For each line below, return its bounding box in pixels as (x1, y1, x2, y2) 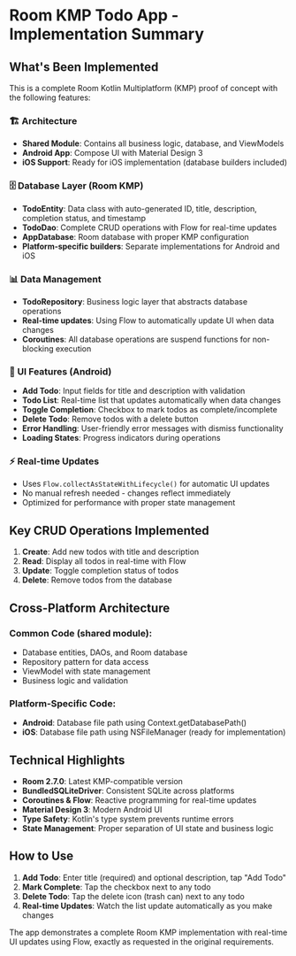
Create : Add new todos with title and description (21, 546, 200, 558)
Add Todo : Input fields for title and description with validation (21, 386, 246, 397)
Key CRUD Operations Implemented (9, 523, 209, 538)
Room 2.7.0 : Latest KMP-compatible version (21, 776, 184, 787)
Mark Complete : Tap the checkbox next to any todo (21, 882, 211, 892)
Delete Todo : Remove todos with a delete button (21, 413, 199, 425)
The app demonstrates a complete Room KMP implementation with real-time (9, 927, 288, 937)
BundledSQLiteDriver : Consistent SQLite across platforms (21, 785, 235, 797)
